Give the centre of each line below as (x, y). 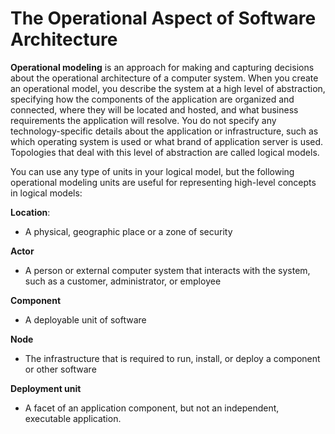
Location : (30, 212)
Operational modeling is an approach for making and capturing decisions (162, 67)
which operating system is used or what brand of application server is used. (167, 141)
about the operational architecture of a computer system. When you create (164, 78)
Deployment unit (46, 388)
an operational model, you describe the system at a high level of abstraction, (168, 88)
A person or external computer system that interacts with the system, (167, 270)
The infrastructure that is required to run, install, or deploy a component (172, 358)
